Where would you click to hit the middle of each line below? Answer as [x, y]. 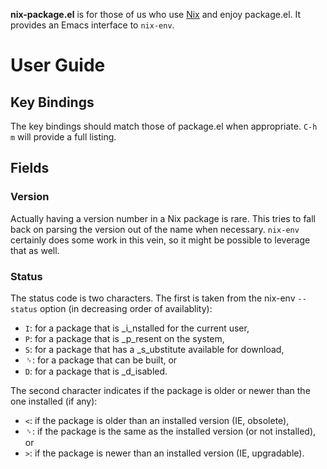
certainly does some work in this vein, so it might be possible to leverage [160, 240]
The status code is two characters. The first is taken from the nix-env [153, 298]
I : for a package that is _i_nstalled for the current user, [137, 328]
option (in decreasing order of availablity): [126, 308]
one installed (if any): [54, 401]
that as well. [35, 250]
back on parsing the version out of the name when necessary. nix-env [155, 229]
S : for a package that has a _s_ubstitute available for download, [154, 349]
